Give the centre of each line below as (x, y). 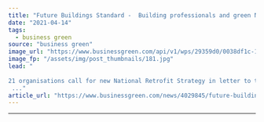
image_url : (26, 52)
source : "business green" (50, 45)
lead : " (21, 66)
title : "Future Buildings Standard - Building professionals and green (130, 15)
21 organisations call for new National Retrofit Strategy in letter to (130, 81)
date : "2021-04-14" (40, 23)
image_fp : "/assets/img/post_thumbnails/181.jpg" (91, 59)
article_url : (29, 95)
